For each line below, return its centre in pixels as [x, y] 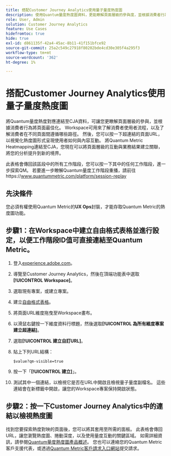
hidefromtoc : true [25, 34]
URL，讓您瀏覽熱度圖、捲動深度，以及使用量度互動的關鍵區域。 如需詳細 [82, 435]
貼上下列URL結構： [33, 351]
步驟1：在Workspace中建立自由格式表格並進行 [79, 231]
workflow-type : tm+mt [29, 53]
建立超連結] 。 [27, 330]
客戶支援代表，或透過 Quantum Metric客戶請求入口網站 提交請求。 [74, 448]
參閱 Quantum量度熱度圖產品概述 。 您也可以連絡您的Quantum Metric [91, 442]
